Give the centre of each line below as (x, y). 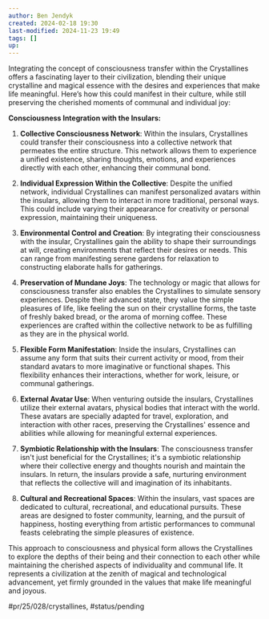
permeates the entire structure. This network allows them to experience (138, 151)
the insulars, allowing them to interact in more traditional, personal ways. (139, 201)
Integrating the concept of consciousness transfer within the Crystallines (128, 68)
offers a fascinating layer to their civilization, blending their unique (117, 77)
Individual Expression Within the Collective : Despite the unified (126, 183)
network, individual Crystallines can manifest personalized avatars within (140, 192)
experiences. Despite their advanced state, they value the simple (127, 300)
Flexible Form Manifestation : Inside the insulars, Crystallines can (128, 349)
